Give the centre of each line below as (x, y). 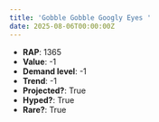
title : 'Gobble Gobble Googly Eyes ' (80, 18)
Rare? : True (44, 109)
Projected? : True (54, 90)
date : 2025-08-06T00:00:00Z (62, 26)
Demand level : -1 (55, 71)
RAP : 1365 (42, 52)
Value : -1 (39, 61)
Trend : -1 (39, 80)
